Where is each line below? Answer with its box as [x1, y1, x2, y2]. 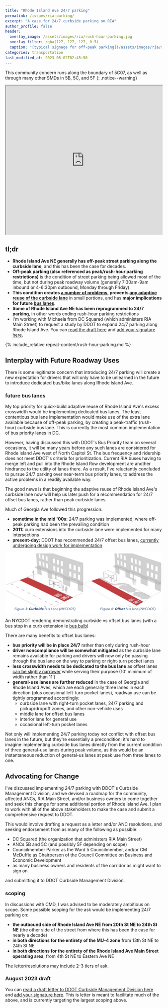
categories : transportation [5, 50, 64, 55]
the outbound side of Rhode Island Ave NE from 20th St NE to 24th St [12, 921, 158, 927]
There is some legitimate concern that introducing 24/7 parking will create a [5, 369, 161, 375]
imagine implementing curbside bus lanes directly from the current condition [5, 741, 162, 748]
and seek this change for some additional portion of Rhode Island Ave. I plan [5, 801, 162, 807]
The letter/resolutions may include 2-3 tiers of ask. [5, 963, 109, 969]
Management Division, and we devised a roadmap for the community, [5, 791, 148, 797]
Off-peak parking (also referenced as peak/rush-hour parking [12, 269, 143, 275]
